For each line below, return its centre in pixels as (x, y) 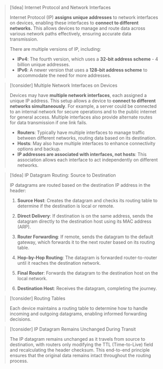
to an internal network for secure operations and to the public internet (83, 112)
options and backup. (39, 149)
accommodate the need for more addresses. (64, 75)
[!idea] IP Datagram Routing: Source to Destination (63, 175)
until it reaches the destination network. (59, 263)
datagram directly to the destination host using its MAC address (84, 221)
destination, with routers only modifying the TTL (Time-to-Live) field (81, 344)
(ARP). (24, 227)
